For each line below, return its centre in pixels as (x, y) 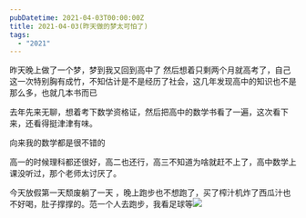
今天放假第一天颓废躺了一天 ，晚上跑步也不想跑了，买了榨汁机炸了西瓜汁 (146, 193)
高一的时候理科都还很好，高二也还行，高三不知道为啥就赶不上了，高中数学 (149, 162)
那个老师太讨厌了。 (85, 173)
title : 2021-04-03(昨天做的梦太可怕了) (79, 26)
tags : (20, 35)
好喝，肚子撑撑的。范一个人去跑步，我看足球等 (105, 204)
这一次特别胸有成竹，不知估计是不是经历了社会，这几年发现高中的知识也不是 (153, 82)
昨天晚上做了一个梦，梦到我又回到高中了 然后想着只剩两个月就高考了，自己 (150, 70)
